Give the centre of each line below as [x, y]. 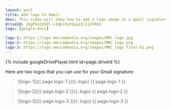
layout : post [19, 10]
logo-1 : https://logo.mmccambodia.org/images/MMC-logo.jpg [69, 38]
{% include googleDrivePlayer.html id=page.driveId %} [63, 62]
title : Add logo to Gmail [33, 15]
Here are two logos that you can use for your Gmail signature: [70, 71]
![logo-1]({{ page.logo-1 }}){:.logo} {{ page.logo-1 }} [72, 81]
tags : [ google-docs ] [27, 29]
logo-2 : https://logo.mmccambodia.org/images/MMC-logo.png [69, 43]
